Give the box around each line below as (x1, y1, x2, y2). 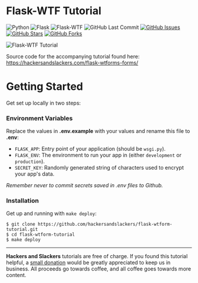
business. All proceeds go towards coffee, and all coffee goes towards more (6, 265, 192, 272)
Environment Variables (6, 114, 73, 122)
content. (6, 272, 27, 279)
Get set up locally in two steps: (6, 99, 81, 106)
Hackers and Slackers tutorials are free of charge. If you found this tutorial (6, 253, 188, 260)
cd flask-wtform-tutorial (11, 232, 75, 238)
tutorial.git (6, 226, 38, 233)
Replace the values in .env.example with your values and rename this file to (6, 128, 190, 135)
